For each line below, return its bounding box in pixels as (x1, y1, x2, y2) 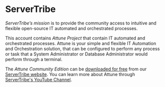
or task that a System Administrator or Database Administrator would (5, 51, 148, 57)
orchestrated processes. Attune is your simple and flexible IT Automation (5, 40, 156, 46)
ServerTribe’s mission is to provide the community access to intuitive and (5, 20, 157, 26)
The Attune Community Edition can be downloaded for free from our (5, 66, 147, 72)
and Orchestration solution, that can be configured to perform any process (5, 45, 160, 51)
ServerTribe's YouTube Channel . (5, 76, 72, 82)
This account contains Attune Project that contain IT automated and (5, 35, 145, 41)
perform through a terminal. (5, 56, 63, 62)
